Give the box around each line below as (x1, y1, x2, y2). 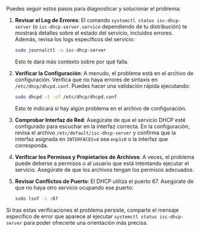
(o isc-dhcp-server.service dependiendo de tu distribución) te (32, 23, 187, 30)
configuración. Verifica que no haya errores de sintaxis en (14, 76, 158, 83)
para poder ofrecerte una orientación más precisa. (23, 219, 148, 226)
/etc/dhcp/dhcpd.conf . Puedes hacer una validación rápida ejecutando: (14, 82, 190, 89)
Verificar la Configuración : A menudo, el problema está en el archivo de (14, 69, 194, 77)
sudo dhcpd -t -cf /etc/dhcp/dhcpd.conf (14, 94, 117, 100)
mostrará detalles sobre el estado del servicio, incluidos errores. (14, 29, 173, 36)
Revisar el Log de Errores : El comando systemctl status (14, 17, 155, 23)
